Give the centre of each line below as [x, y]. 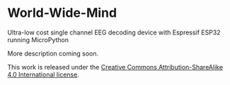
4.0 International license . [43, 74]
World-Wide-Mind [62, 13]
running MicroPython [38, 39]
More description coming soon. [53, 53]
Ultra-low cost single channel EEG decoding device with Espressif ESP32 [114, 32]
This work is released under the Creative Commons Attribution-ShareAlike [115, 67]
